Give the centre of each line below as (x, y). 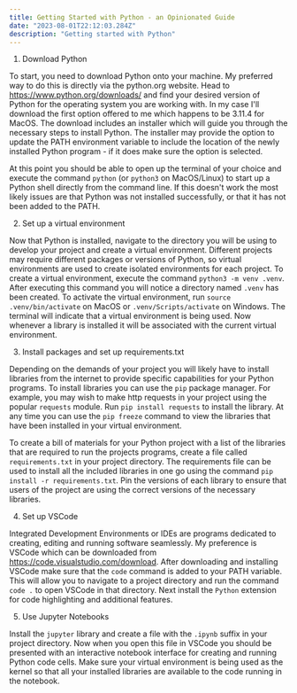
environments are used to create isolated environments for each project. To (146, 269)
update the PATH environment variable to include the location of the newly (145, 142)
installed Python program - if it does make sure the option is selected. (136, 152)
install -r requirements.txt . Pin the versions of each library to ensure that (148, 480)
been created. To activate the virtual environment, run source (120, 297)
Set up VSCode (50, 517)
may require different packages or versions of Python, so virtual (126, 260)
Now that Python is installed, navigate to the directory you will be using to (143, 241)
